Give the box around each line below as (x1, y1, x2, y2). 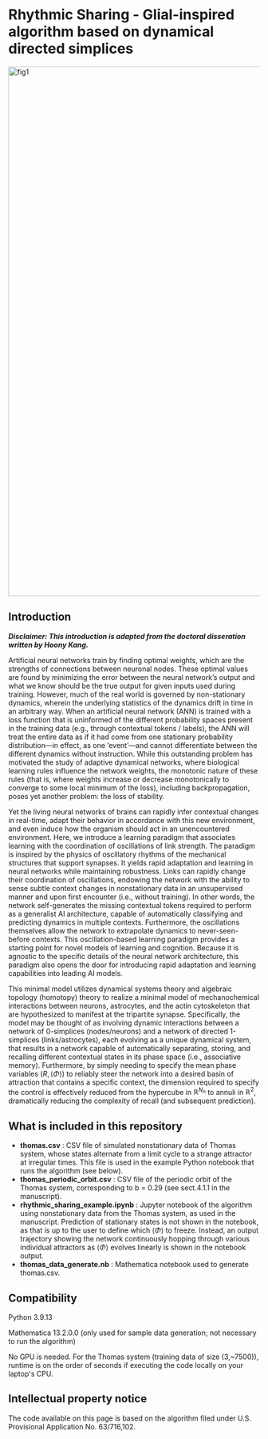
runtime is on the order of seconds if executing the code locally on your (8, 1361, 243, 1370)
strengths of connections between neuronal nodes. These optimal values (8, 664, 249, 674)
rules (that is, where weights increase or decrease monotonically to (8, 774, 230, 784)
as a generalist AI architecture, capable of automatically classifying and (8, 909, 243, 918)
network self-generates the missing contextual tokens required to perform (8, 900, 252, 909)
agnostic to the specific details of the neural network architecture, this (8, 951, 239, 961)
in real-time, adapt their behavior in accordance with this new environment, (8, 815, 255, 825)
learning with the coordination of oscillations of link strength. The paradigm (8, 841, 255, 850)
